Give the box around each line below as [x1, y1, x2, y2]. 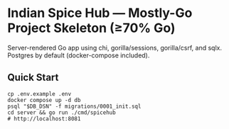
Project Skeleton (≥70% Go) [7, 20, 176, 36]
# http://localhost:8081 [7, 115, 81, 122]
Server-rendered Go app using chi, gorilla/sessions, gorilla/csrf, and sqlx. [7, 43, 223, 52]
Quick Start [7, 72, 59, 84]
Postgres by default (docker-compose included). [7, 51, 150, 60]
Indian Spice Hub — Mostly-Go [7, 5, 193, 21]
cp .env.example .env [7, 90, 72, 97]
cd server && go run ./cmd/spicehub [7, 108, 116, 116]
